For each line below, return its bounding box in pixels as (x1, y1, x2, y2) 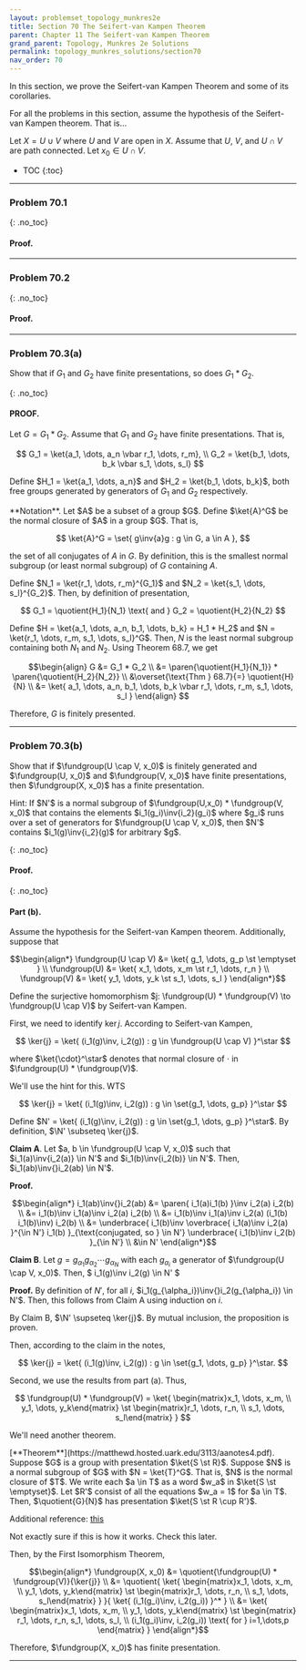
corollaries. (9, 90, 52, 101)
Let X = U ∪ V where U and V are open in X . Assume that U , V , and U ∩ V (9, 136, 283, 146)
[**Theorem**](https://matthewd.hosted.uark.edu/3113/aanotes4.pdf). (9, 1448, 275, 1459)
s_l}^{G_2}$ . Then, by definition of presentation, (9, 587, 190, 598)
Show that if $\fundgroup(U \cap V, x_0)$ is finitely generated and (9, 760, 258, 771)
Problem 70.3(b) (9, 740, 84, 753)
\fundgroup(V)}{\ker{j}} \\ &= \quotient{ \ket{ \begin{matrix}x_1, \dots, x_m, (13, 1576, 293, 1587)
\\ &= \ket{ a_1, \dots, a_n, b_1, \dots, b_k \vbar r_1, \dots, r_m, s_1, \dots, (27, 681, 294, 692)
